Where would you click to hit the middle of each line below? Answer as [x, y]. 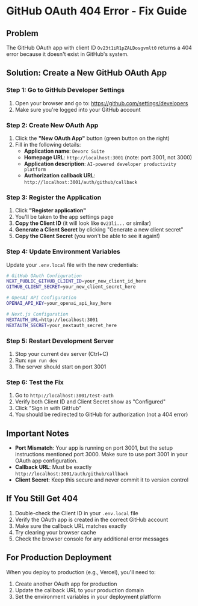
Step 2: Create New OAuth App [52, 125]
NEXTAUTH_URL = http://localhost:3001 [52, 320]
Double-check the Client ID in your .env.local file [76, 513]
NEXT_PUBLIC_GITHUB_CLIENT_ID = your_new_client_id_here [76, 281]
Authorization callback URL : [60, 175]
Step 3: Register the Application [54, 197]
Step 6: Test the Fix [35, 382]
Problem [23, 33]
